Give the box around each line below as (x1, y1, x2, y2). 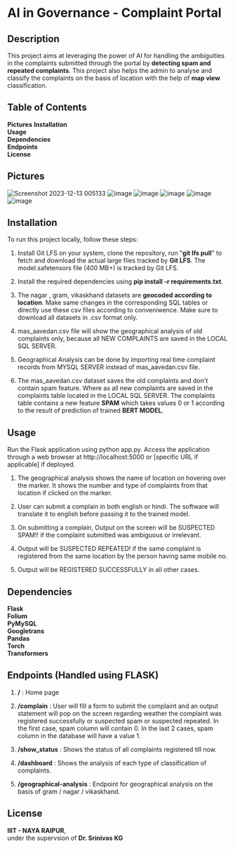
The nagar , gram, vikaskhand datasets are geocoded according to (17, 291, 213, 300)
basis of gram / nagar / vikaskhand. (17, 787, 121, 796)
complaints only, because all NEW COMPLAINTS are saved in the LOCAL (17, 335, 228, 343)
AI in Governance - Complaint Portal (7, 5, 222, 21)
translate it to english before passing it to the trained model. (17, 510, 191, 519)
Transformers (7, 649, 49, 657)
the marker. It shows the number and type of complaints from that (17, 481, 208, 490)
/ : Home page (17, 688, 60, 696)
